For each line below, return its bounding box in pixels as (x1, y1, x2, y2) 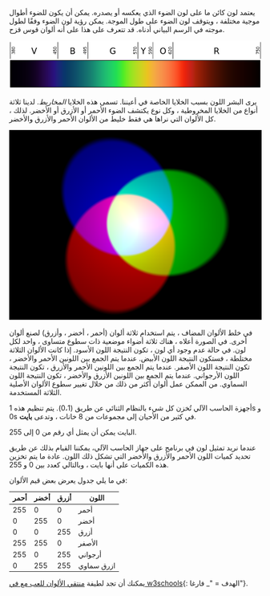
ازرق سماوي (78, 561, 115, 570)
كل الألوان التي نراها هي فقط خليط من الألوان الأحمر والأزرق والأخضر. (9, 113, 216, 124)
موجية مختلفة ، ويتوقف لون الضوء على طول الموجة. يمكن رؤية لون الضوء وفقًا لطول (9, 16, 260, 26)
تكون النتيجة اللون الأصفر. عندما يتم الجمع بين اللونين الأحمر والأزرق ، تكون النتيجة (9, 361, 251, 371)
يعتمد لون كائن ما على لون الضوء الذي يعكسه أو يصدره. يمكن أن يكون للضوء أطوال (9, 8, 256, 17)
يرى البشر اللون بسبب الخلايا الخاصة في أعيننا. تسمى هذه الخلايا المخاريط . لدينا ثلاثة (9, 96, 257, 106)
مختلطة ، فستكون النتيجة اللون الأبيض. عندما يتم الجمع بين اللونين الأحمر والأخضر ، (9, 353, 253, 363)
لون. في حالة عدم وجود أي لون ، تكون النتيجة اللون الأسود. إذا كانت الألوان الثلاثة (9, 345, 247, 354)
